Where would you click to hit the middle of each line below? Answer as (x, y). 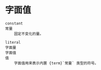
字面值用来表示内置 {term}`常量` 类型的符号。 (56, 63)
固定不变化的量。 (29, 34)
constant (14, 23)
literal (13, 42)
